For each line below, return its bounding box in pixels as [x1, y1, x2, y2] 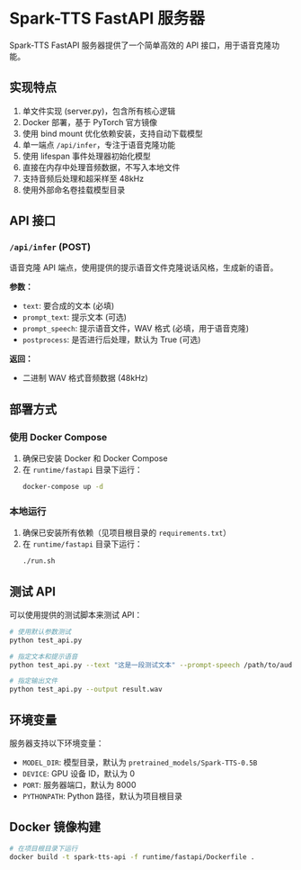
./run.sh [22, 557, 56, 566]
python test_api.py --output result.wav [9, 685, 164, 694]
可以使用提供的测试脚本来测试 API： [9, 609, 143, 620]
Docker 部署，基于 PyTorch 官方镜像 [22, 116, 157, 127]
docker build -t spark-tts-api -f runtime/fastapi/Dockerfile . [9, 852, 255, 861]
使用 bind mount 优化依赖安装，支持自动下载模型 [22, 128, 204, 139]
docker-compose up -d [22, 483, 103, 492]
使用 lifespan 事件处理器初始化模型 [22, 150, 151, 161]
